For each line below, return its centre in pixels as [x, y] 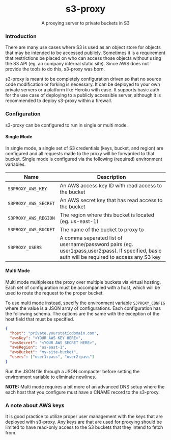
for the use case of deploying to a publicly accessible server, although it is [83, 95]
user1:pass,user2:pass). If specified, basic [111, 251]
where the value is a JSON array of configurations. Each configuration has [83, 308]
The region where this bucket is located [107, 215]
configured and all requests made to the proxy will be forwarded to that [80, 153]
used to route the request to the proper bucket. [55, 293]
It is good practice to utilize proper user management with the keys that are [84, 417]
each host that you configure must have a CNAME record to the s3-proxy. [82, 392]
